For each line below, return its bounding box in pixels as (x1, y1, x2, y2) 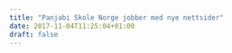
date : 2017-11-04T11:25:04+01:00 (9, 22, 135, 31)
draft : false (9, 30, 59, 39)
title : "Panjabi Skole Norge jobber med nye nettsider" (9, 13, 224, 22)
